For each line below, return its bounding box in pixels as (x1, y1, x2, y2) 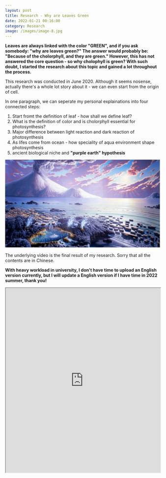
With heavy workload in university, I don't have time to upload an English (5, 267, 157, 273)
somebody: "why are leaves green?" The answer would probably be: (5, 48, 149, 54)
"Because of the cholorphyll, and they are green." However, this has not (5, 53, 155, 59)
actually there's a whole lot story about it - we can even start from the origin (5, 84, 159, 90)
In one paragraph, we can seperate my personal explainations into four (5, 98, 148, 104)
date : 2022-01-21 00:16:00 (5, 18, 60, 23)
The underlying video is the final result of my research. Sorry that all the (5, 252, 151, 258)
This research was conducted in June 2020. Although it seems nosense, (5, 79, 152, 85)
